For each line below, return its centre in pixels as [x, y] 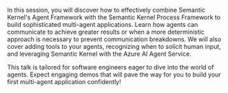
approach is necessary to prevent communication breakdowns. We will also [114, 39]
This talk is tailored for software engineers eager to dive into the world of [111, 67]
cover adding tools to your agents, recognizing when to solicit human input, [114, 46]
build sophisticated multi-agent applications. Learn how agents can [103, 24]
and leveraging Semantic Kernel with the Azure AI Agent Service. [99, 54]
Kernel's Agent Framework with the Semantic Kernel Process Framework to [114, 17]
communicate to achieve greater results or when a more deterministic [106, 32]
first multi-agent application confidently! [64, 82]
